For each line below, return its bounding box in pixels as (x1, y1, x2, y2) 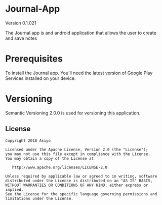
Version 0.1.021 (5, 20, 36, 26)
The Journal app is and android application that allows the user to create (5, 30, 157, 36)
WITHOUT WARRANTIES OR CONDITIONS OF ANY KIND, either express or (5, 183, 148, 188)
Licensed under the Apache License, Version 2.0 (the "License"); (5, 147, 148, 152)
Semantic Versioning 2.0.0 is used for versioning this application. (5, 110, 141, 116)
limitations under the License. (5, 196, 73, 201)
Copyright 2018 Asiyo (5, 138, 51, 143)
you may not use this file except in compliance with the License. (5, 151, 151, 157)
